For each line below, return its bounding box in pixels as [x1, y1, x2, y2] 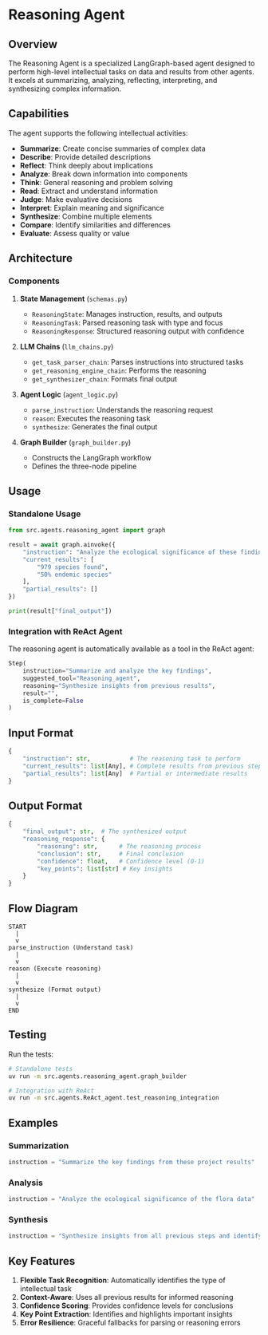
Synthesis [8, 1215, 49, 1226]
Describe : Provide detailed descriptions [19, 152, 152, 161]
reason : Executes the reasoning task [31, 413, 151, 423]
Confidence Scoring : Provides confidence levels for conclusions [19, 1301, 234, 1310]
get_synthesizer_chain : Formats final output [31, 373, 178, 384]
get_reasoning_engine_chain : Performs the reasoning [31, 365, 207, 375]
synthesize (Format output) [8, 985, 102, 994]
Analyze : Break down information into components [19, 169, 188, 179]
